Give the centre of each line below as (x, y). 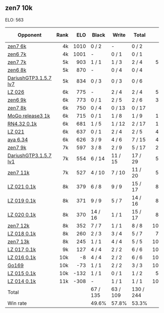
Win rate (17, 303)
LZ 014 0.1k (22, 281)
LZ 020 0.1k (22, 214)
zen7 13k (19, 241)
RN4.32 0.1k (22, 124)
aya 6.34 (18, 140)
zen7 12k (19, 226)
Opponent (30, 35)
